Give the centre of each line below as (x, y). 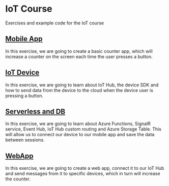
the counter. (18, 179)
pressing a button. (24, 96)
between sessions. (25, 140)
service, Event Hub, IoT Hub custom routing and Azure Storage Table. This (83, 129)
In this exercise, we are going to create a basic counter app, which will (79, 51)
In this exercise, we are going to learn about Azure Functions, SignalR (78, 124)
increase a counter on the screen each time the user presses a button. (79, 56)
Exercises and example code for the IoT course (55, 23)
